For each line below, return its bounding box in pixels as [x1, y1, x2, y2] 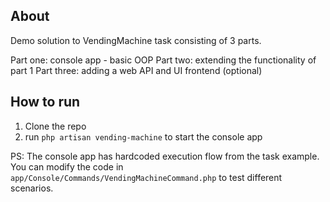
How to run [10, 94, 81, 111]
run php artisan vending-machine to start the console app [24, 130, 263, 143]
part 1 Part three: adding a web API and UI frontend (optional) [10, 64, 263, 76]
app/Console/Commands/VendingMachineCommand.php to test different [10, 171, 283, 183]
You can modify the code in [10, 160, 124, 173]
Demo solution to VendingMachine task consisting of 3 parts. [10, 34, 262, 46]
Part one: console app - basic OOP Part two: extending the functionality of [10, 54, 317, 66]
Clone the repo [24, 120, 87, 132]
